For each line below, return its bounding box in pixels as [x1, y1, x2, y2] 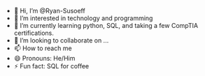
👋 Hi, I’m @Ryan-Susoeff [13, 7, 85, 15]
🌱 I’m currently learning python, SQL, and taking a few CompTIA [13, 22, 198, 29]
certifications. [13, 29, 55, 37]
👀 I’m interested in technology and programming [13, 14, 153, 22]
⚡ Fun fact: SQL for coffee [13, 62, 90, 70]
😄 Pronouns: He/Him [13, 54, 76, 62]
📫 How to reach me [13, 44, 72, 52]
